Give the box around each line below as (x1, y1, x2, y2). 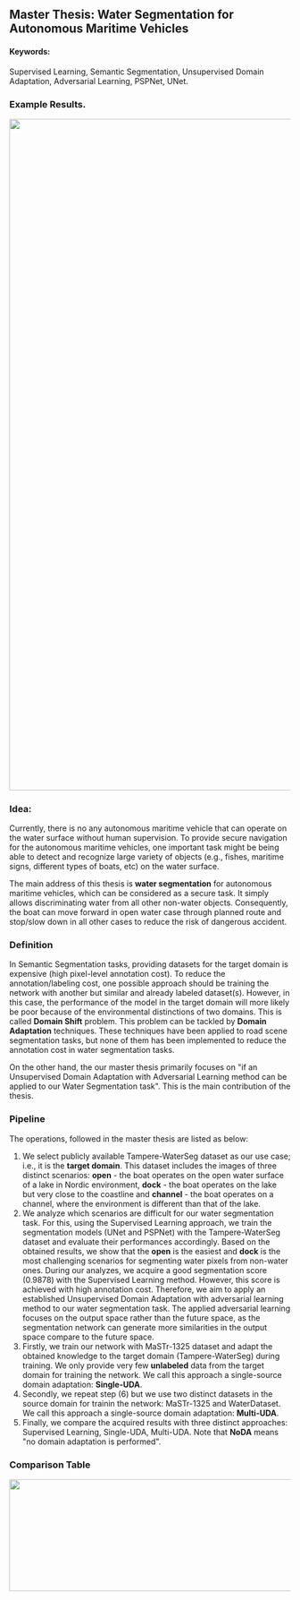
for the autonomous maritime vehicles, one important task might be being (9, 842, 279, 853)
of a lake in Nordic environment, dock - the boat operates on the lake (21, 1179, 277, 1190)
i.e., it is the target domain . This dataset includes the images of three (21, 1159, 277, 1171)
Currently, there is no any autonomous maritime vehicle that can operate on (9, 823, 287, 834)
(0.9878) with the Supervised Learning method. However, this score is (21, 1274, 280, 1285)
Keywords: (9, 46, 51, 56)
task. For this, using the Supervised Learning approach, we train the (21, 1217, 272, 1228)
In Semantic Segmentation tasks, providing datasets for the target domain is (9, 959, 288, 970)
